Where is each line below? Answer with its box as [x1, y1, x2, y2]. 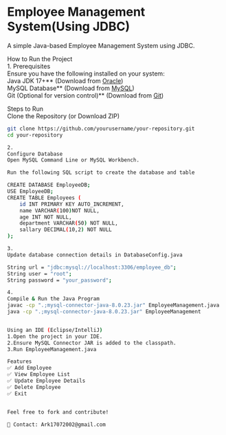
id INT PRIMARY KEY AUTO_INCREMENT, [19, 201, 125, 208]
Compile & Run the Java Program [7, 295, 100, 302]
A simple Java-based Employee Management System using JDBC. [7, 41, 195, 49]
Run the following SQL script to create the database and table [7, 169, 195, 176]
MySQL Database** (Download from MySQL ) [7, 84, 135, 92]
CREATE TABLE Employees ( [7, 194, 81, 201]
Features [7, 358, 32, 365]
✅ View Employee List [7, 371, 71, 378]
